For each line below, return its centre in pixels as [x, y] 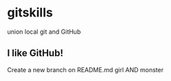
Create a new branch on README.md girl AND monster [85, 69]
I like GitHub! [35, 53]
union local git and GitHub [44, 32]
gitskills [30, 13]
